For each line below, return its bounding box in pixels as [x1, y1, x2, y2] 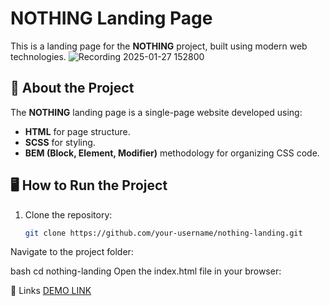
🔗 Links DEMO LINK [10, 285, 92, 297]
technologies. [10, 50, 67, 62]
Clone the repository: [24, 208, 113, 221]
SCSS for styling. [24, 136, 96, 148]
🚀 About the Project [10, 80, 135, 97]
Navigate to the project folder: [10, 246, 134, 258]
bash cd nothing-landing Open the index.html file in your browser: [10, 265, 282, 277]
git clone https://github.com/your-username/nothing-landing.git [24, 228, 303, 238]
